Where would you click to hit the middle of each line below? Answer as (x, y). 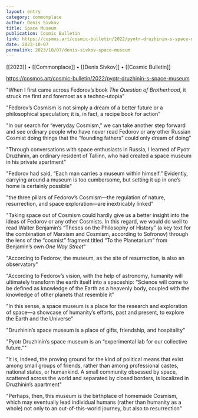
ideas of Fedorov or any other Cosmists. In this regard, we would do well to (97, 221)
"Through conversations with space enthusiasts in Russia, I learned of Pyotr (98, 149)
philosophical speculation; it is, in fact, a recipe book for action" (83, 114)
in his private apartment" (36, 162)
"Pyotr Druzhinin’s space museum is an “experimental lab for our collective (97, 341)
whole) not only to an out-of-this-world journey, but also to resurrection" (94, 408)
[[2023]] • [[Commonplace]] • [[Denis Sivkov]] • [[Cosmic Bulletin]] (88, 67)
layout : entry (24, 12)
